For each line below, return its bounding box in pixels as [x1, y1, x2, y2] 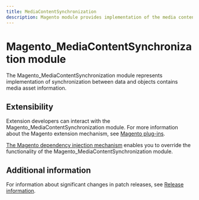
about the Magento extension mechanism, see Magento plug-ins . [6, 130, 166, 137]
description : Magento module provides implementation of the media [6, 14, 176, 20]
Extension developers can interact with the [6, 118, 111, 125]
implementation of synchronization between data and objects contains [6, 78, 178, 85]
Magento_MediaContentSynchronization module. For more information [6, 124, 179, 131]
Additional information [6, 165, 91, 175]
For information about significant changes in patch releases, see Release [6, 181, 184, 188]
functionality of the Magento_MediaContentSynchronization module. [6, 148, 174, 155]
